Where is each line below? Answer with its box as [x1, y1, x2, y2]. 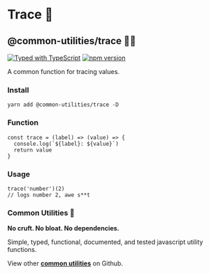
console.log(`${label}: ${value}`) [13, 140, 119, 147]
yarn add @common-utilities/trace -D [7, 101, 119, 109]
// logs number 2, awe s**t [7, 191, 91, 199]
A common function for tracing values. [7, 68, 120, 75]
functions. [7, 246, 37, 254]
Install [7, 85, 30, 95]
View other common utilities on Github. [7, 259, 123, 268]
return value [13, 146, 52, 154]
